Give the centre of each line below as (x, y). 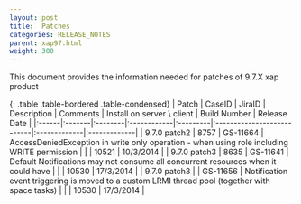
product (24, 87)
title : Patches (40, 26)
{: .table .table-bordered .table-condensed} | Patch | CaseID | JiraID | (137, 104)
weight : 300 (32, 51)
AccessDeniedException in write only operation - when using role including (149, 143)
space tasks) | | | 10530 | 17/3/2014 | (77, 190)
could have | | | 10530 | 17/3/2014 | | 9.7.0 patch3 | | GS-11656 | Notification (149, 172)
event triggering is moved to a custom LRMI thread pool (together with (140, 181)
